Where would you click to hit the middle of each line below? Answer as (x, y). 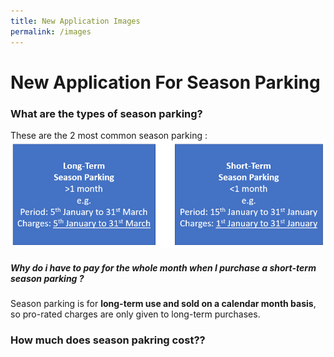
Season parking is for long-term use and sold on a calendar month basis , (163, 304)
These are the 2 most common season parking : (109, 135)
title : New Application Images (75, 21)
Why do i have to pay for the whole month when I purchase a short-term (163, 268)
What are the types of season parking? (106, 113)
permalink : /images (51, 31)
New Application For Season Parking (165, 82)
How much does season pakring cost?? (108, 340)
